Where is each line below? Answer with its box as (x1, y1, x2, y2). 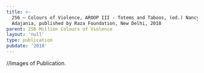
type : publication (6, 37, 53, 43)
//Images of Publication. (6, 59, 66, 67)
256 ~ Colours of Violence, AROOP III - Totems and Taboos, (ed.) (12, 15, 183, 21)
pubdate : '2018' (6, 43, 47, 49)
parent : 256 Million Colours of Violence (6, 26, 113, 32)
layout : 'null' (6, 32, 45, 38)
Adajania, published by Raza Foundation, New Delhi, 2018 (12, 20, 162, 26)
